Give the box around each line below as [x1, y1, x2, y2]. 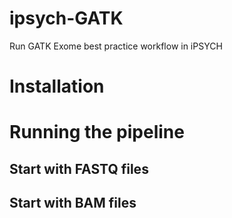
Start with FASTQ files [9, 160, 149, 177]
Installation [9, 75, 105, 98]
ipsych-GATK [9, 7, 124, 30]
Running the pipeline [9, 121, 185, 144]
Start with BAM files [9, 195, 137, 212]
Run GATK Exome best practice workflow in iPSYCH [9, 40, 223, 52]
